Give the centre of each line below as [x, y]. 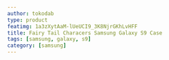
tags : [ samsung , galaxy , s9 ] [49, 39]
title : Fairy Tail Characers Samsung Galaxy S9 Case [85, 33]
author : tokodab [30, 13]
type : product [28, 20]
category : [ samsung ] [37, 46]
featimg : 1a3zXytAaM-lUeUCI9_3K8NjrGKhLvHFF [72, 26]
